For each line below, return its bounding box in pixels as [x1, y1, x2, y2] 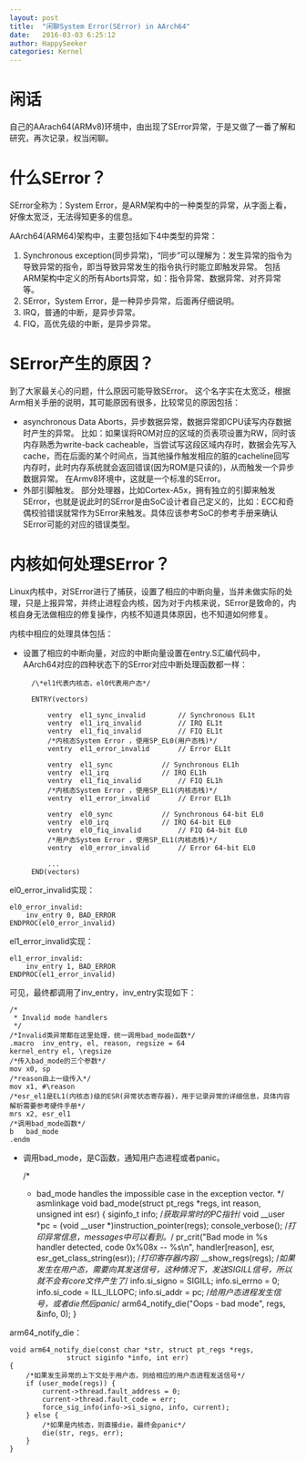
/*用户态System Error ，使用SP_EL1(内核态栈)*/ [46, 835, 218, 844]
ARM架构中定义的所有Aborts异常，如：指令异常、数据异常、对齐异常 [22, 273, 282, 283]
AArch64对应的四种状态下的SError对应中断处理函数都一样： [22, 658, 248, 670]
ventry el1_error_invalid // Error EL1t [46, 744, 231, 753]
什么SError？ [9, 168, 107, 189]
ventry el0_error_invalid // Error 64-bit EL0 [46, 843, 256, 852]
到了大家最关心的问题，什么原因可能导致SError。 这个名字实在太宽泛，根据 [9, 385, 291, 396]
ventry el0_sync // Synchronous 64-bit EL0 [46, 809, 264, 819]
